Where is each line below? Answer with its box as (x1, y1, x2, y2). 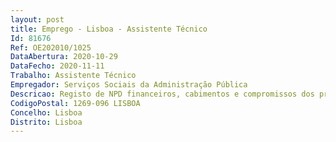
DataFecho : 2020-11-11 (10, 61, 105, 71)
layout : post (10, 14, 65, 25)
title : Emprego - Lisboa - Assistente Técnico (10, 24, 208, 34)
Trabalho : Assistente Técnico (10, 71, 137, 81)
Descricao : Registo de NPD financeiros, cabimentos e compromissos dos (10, 89, 315, 99)
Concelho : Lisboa (10, 107, 83, 118)
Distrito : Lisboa (10, 117, 83, 127)
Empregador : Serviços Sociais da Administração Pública (10, 80, 248, 90)
